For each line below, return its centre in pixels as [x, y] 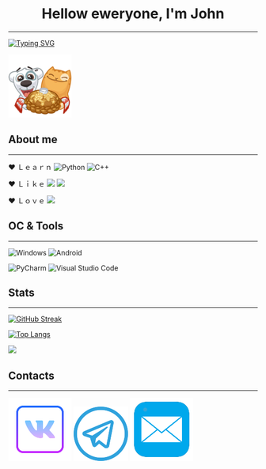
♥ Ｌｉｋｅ [27, 183]
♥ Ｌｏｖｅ [27, 200]
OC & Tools [36, 226]
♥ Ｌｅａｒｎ [30, 167]
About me [33, 140]
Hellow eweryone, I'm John [133, 14]
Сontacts [32, 375]
